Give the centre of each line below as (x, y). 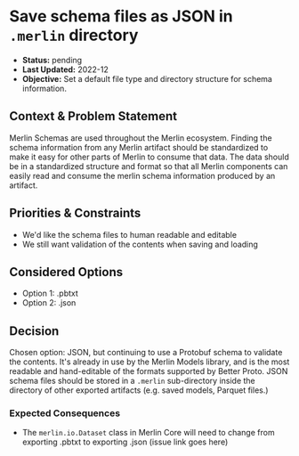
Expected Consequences (65, 413)
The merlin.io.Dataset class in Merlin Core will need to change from (148, 433)
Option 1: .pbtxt (50, 293)
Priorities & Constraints (75, 213)
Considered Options (66, 272)
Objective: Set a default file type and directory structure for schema (147, 78)
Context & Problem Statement (93, 116)
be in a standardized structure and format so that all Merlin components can (149, 166)
